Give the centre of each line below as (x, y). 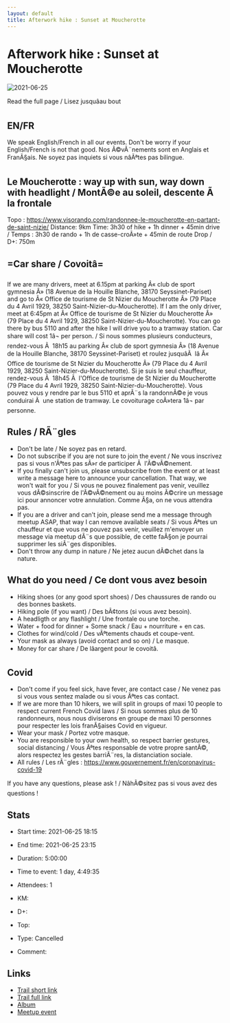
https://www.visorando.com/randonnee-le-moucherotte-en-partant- (123, 220)
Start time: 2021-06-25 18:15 (57, 831)
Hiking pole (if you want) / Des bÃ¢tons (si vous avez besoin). (104, 611)
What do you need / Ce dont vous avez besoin (107, 580)
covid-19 (30, 769)
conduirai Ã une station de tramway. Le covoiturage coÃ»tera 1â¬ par (106, 400)
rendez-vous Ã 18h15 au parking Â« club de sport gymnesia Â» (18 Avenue (113, 346)
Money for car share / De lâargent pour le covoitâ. (88, 648)
